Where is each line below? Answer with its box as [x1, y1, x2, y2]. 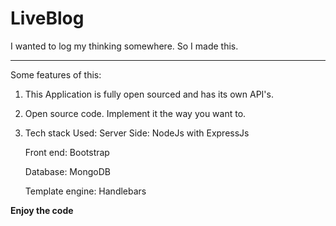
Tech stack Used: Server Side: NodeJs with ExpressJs [24, 127, 250, 139]
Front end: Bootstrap [24, 146, 110, 158]
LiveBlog [10, 7, 85, 30]
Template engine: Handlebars [24, 185, 147, 197]
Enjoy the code [10, 204, 74, 216]
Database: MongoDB [24, 165, 111, 177]
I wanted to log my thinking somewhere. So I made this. [10, 40, 239, 52]
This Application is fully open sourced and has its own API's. [24, 88, 274, 100]
